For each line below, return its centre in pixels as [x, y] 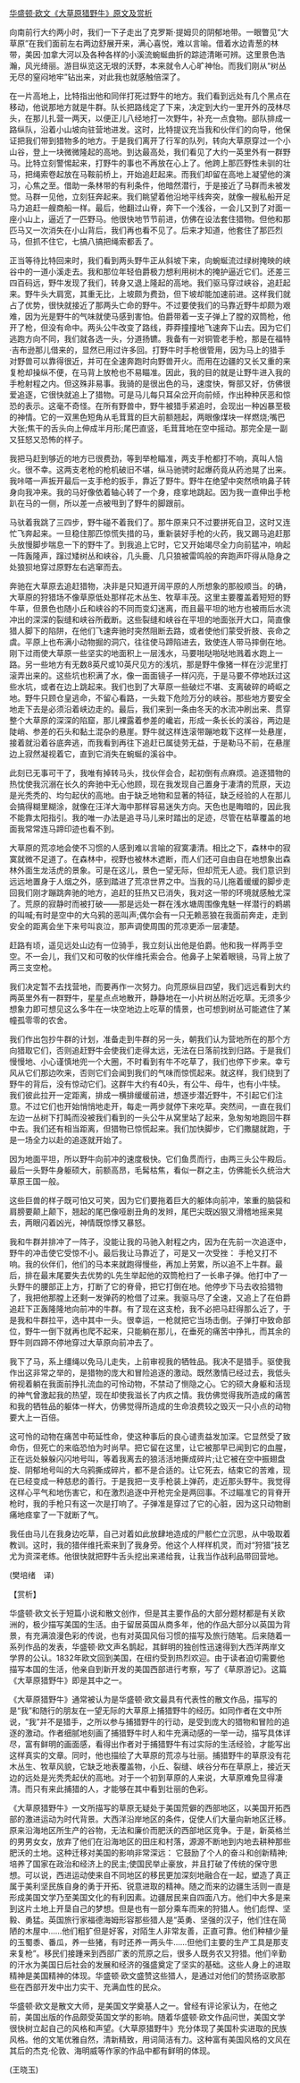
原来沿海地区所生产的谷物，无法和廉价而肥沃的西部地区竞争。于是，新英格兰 [150, 1830]
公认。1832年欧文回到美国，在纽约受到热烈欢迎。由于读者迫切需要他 [159, 1658]
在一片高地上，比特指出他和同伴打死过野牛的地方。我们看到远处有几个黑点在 [150, 96]
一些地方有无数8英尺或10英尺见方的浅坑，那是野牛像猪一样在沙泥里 [157, 664]
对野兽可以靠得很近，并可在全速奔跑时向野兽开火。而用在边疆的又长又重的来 [150, 361]
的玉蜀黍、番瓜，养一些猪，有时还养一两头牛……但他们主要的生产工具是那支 [149, 1942]
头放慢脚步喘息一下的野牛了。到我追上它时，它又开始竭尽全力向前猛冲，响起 [150, 545]
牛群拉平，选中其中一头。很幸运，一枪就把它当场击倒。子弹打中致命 [158, 1320]
